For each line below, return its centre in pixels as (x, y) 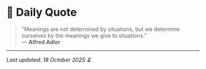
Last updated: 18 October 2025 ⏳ (48, 59)
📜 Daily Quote (42, 12)
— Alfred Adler (41, 42)
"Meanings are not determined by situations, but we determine (100, 29)
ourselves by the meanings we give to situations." (84, 35)
